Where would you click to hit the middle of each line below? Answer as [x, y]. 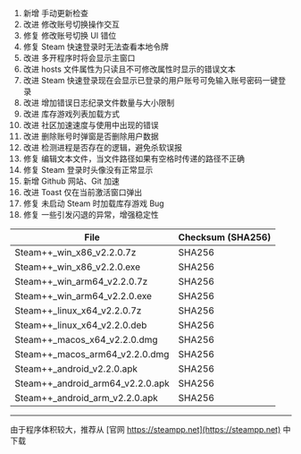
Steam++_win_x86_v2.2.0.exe [78, 267]
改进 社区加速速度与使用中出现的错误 [91, 125]
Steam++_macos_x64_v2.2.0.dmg [87, 340]
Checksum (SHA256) [225, 237]
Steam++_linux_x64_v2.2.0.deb [81, 325]
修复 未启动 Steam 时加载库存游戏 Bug [93, 203]
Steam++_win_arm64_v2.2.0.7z [81, 282]
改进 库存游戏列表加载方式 [71, 114]
